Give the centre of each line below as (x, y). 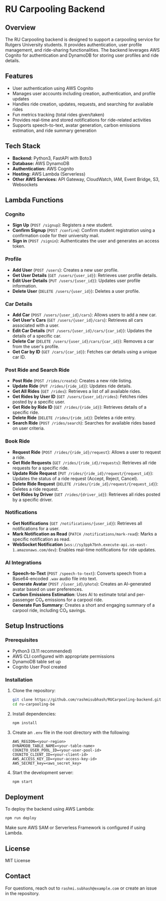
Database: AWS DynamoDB (41, 163)
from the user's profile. (36, 346)
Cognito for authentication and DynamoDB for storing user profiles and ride (82, 55)
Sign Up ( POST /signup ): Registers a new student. (62, 225)
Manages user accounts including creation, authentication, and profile (84, 93)
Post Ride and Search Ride (37, 370)
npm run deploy (21, 818)
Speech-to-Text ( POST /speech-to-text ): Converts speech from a (79, 573)
